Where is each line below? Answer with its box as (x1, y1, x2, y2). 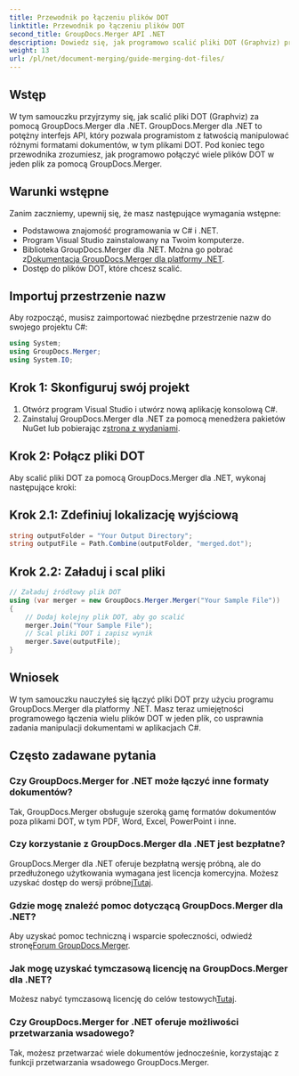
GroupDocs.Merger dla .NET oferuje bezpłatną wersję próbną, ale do (9, 858, 261, 868)
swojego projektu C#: (9, 322, 88, 332)
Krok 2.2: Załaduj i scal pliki (9, 564, 166, 579)
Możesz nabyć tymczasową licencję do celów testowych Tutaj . (9, 994, 238, 1005)
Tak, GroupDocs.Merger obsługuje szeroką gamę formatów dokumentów (9, 806, 277, 817)
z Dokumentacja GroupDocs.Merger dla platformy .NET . (21, 253, 225, 264)
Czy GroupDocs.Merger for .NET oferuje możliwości (9, 1016, 239, 1029)
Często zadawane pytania (9, 748, 157, 763)
